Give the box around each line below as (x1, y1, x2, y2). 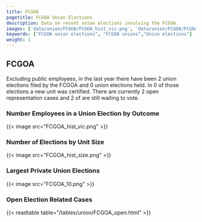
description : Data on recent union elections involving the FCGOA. (6, 20, 179, 26)
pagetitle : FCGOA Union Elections (6, 14, 93, 20)
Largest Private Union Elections (6, 167, 100, 175)
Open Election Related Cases (6, 195, 93, 203)
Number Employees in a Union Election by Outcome (6, 109, 160, 117)
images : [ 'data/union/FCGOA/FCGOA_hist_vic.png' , (6, 25, 133, 32)
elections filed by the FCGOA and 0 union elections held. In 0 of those (6, 81, 179, 88)
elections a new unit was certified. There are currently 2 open (6, 88, 159, 95)
